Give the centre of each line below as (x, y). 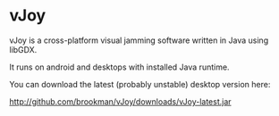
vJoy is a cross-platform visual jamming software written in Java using (139, 40)
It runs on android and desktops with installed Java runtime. (119, 67)
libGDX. (23, 49)
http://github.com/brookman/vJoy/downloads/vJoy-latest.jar (120, 101)
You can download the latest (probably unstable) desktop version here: (140, 84)
